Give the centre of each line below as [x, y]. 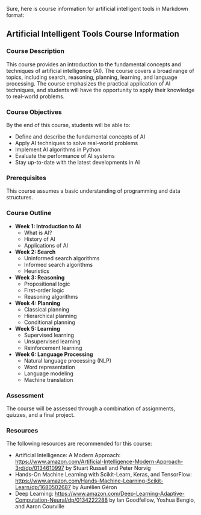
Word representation [49, 367]
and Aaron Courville [40, 507]
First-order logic [44, 290]
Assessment [25, 395]
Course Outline [29, 213]
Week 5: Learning [37, 328]
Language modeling [49, 373]
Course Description [36, 51]
